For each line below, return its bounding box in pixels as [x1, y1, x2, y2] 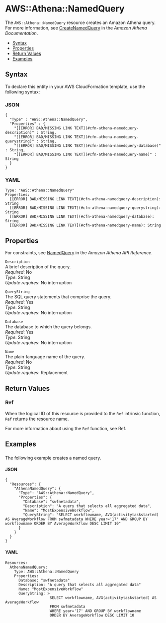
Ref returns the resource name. [5, 416, 69, 422]
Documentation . [5, 30, 38, 36]
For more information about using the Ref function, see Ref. [5, 425, 127, 431]
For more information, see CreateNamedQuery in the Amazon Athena [5, 24, 148, 30]
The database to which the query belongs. [5, 324, 92, 330]
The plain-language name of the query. [5, 354, 85, 360]
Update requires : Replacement [5, 370, 68, 376]
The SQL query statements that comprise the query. [5, 294, 112, 300]
